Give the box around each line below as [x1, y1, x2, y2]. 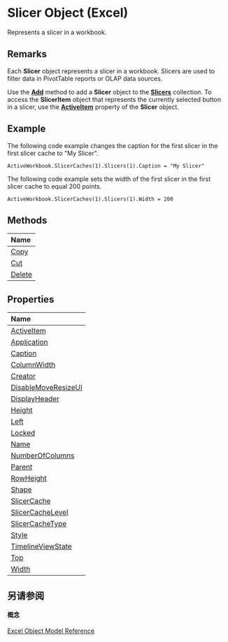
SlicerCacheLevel [10, 508, 69, 518]
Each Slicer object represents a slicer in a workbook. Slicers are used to [7, 66, 215, 75]
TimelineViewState [10, 541, 72, 551]
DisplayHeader [10, 394, 59, 404]
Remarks [7, 48, 48, 60]
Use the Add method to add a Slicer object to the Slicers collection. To [7, 87, 212, 96]
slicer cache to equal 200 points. [7, 182, 102, 190]
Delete [10, 270, 33, 279]
